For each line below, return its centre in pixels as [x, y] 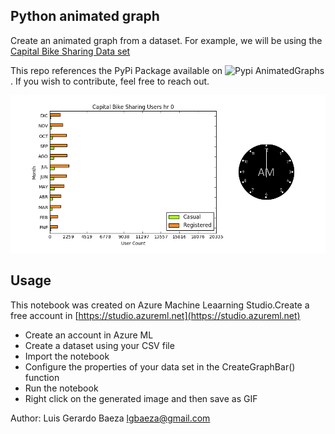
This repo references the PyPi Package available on [116, 70]
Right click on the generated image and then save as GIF [141, 398]
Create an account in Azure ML [89, 335]
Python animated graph [85, 16]
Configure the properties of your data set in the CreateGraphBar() [160, 366]
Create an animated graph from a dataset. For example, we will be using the [166, 40]
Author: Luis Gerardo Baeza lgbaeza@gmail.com [110, 418]
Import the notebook [67, 356]
